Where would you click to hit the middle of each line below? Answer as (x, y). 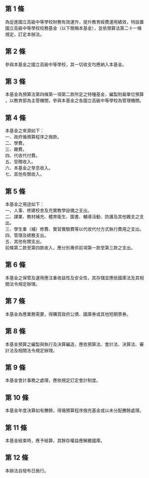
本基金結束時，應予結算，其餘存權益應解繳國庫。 (55, 440)
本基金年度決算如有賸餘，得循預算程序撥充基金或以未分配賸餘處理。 (74, 410)
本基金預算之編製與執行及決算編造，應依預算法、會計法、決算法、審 (74, 344)
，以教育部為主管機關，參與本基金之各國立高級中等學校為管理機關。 (74, 100)
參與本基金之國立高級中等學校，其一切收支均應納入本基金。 (66, 64)
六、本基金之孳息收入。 (29, 168)
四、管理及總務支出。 (27, 236)
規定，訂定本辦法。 (25, 34)
